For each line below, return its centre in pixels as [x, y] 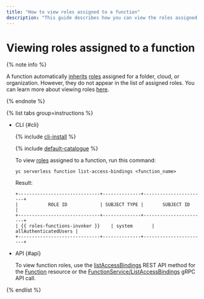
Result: [24, 183]
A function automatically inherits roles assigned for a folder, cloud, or [93, 76]
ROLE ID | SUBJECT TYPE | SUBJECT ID [119, 205]
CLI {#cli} [27, 125]
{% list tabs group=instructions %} [50, 113]
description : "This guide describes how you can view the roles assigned [102, 18]
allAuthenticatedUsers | [47, 232]
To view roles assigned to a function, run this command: [86, 160]
